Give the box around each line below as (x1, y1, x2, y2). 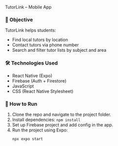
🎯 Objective (5, 16, 33, 23)
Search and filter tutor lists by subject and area (12, 47, 106, 53)
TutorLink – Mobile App (5, 4, 52, 10)
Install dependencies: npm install (12, 117, 80, 123)
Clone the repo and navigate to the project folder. (12, 111, 111, 117)
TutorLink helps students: (5, 27, 56, 33)
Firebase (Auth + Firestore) (12, 78, 67, 83)
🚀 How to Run (5, 100, 38, 107)
